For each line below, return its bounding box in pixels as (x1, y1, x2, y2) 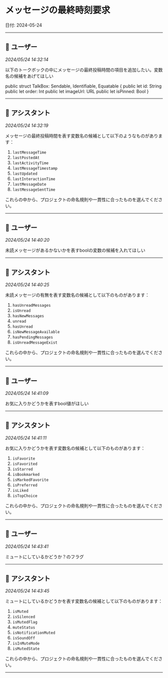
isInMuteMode (12, 641, 40, 646)
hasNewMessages (12, 314, 44, 319)
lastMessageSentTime (12, 187, 55, 192)
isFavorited (12, 461, 37, 466)
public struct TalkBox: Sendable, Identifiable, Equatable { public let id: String (5, 83, 162, 89)
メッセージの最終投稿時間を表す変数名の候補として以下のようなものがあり (5, 133, 158, 139)
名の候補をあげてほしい (5, 73, 53, 79)
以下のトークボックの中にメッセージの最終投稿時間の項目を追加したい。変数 (5, 67, 163, 73)
